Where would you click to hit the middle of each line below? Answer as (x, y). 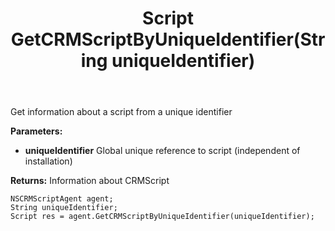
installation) (48, 161)
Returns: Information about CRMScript (90, 181)
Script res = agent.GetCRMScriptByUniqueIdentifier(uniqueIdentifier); (162, 217)
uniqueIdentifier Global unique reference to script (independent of (162, 151)
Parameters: (36, 131)
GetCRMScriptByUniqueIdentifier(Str (168, 39)
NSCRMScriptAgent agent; (62, 199)
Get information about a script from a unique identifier (121, 112)
